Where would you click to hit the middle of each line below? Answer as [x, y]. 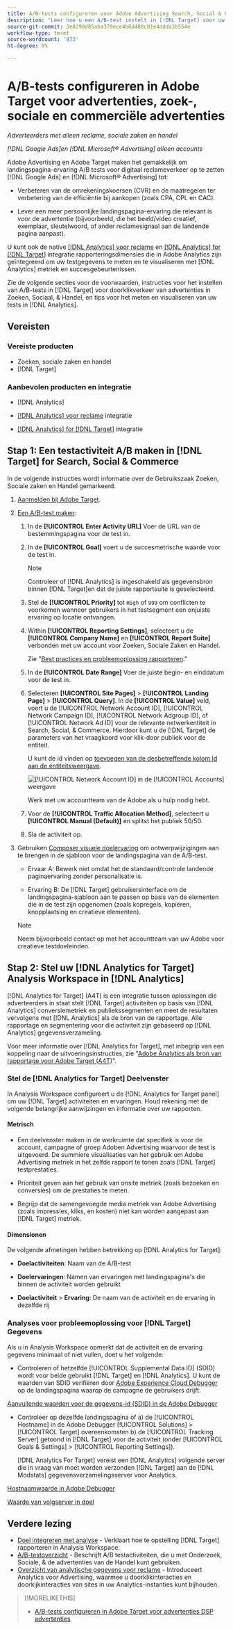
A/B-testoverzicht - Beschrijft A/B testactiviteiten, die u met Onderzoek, [120, 1555]
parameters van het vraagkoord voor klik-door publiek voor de [116, 737]
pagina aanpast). [41, 233]
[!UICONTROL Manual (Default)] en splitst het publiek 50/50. [115, 820]
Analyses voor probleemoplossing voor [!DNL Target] [99, 1323]
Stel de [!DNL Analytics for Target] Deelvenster [88, 1078]
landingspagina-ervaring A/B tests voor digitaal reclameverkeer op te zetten [116, 169]
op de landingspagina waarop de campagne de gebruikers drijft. [109, 1390]
